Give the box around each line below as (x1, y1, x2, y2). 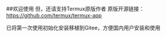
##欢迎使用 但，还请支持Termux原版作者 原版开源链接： (6, 5, 145, 12)
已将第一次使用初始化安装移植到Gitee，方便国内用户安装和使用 (6, 24, 161, 31)
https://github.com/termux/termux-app (6, 12, 102, 19)
